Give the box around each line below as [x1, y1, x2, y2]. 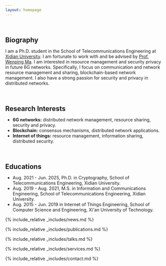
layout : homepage [5, 7, 42, 13]
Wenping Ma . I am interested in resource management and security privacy [5, 58, 161, 64]
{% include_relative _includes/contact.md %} [5, 255, 99, 261]
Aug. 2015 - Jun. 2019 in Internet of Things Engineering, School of [12, 201, 150, 207]
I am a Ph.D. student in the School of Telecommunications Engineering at [5, 48, 156, 54]
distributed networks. [5, 80, 50, 86]
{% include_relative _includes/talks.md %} [5, 236, 93, 242]
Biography [5, 36, 39, 44]
